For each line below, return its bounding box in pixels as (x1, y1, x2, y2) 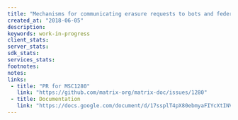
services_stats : (7, 56, 55, 64)
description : (7, 23, 46, 30)
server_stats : (7, 43, 50, 50)
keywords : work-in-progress (7, 30, 91, 37)
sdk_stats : (7, 50, 40, 57)
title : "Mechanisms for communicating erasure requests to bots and (7, 10, 214, 18)
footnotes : (7, 63, 40, 70)
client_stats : (7, 37, 50, 44)
